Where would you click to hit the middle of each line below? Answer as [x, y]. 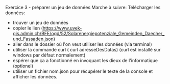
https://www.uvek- [62, 28]
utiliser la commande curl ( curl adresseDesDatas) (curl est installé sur [87, 50]
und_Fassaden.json [33, 39]
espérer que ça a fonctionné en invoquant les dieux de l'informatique [85, 60]
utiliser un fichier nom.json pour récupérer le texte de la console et [83, 71]
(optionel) [23, 66]
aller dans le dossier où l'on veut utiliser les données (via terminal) [82, 44]
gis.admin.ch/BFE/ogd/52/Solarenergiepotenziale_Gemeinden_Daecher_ [89, 33]
